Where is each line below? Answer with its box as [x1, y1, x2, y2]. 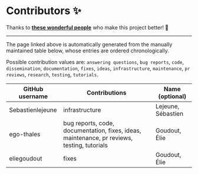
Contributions [86, 88, 127, 96]
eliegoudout [9, 154, 42, 162]
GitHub [23, 85, 44, 93]
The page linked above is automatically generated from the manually [6, 41, 173, 48]
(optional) [158, 92, 187, 101]
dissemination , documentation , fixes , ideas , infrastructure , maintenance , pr [6, 65, 190, 72]
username [18, 92, 48, 101]
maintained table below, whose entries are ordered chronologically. [6, 47, 169, 54]
